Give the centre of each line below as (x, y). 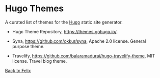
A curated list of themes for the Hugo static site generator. (64, 22)
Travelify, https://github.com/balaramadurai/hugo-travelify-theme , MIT (84, 56)
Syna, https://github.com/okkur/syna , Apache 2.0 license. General (79, 41)
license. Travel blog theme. (40, 61)
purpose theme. (28, 46)
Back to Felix (18, 70)
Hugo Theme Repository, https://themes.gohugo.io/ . (65, 31)
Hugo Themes (34, 9)
